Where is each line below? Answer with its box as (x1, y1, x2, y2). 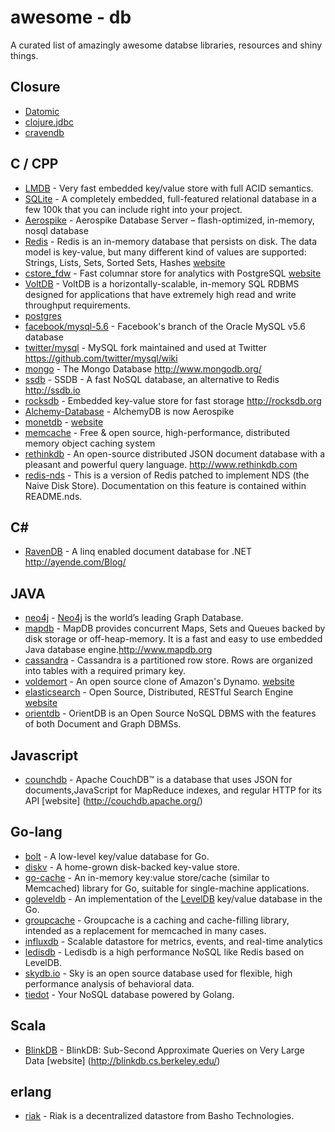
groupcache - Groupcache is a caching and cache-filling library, (24, 914, 290, 926)
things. (10, 49, 39, 61)
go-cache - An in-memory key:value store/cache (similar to (24, 871, 270, 883)
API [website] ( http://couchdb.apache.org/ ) (24, 795, 203, 806)
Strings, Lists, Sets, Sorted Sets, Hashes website (24, 256, 226, 268)
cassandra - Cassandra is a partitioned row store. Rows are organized (24, 654, 313, 666)
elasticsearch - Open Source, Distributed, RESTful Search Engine (24, 686, 294, 698)
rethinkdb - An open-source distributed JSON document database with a (24, 447, 326, 460)
